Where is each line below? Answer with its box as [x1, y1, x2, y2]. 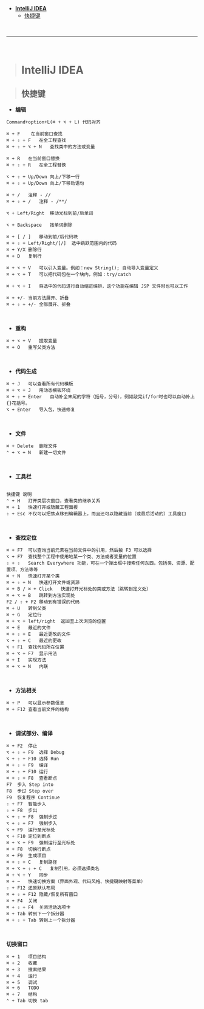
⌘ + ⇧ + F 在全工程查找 [6, 137, 67, 143]
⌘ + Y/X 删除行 [6, 247, 42, 253]
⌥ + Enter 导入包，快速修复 [6, 407, 76, 413]
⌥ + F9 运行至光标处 [6, 827, 56, 833]
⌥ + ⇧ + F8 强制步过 [6, 814, 58, 820]
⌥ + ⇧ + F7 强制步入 [6, 821, 58, 827]
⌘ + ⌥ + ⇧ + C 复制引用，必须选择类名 [6, 866, 100, 872]
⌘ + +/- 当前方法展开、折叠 [6, 295, 69, 301]
